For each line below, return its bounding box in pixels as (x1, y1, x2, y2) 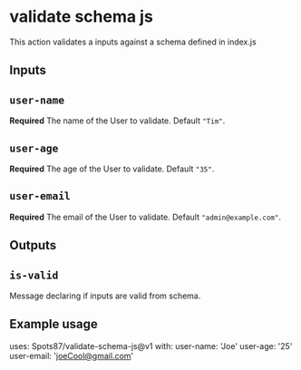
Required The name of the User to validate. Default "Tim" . (9, 115, 226, 126)
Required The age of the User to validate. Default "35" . (9, 163, 215, 174)
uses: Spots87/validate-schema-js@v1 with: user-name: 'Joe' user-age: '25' (9, 340, 293, 351)
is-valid (9, 268, 59, 282)
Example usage (9, 316, 98, 332)
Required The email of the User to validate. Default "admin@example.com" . (9, 211, 282, 222)
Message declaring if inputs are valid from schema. (9, 290, 201, 301)
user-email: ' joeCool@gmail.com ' (9, 350, 134, 361)
